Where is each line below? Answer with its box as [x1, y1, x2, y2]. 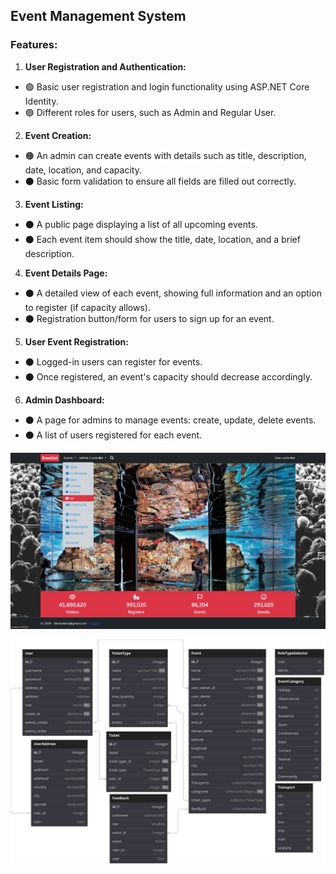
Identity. [24, 95, 59, 107]
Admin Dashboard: [24, 394, 105, 406]
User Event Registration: [24, 335, 129, 348]
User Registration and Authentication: [24, 60, 187, 73]
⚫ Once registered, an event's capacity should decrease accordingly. [24, 370, 313, 383]
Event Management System [10, 8, 187, 25]
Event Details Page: [24, 267, 108, 279]
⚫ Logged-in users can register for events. [24, 355, 203, 368]
